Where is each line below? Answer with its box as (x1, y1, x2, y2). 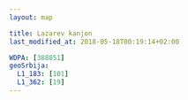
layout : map (9, 12, 53, 22)
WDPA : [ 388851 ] (9, 53, 65, 62)
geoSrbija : (9, 61, 49, 71)
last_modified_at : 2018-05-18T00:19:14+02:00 (9, 37, 179, 46)
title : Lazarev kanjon (9, 28, 93, 38)
